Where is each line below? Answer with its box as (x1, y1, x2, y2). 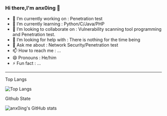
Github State (5, 96, 31, 102)
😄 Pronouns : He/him (12, 55, 57, 61)
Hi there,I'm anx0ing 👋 (5, 4, 61, 11)
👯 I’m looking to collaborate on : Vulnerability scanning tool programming (12, 26, 162, 32)
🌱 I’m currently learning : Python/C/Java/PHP (12, 21, 105, 27)
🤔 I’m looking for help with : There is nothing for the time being (12, 37, 141, 43)
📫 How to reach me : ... (12, 48, 61, 54)
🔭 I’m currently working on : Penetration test (12, 16, 103, 22)
